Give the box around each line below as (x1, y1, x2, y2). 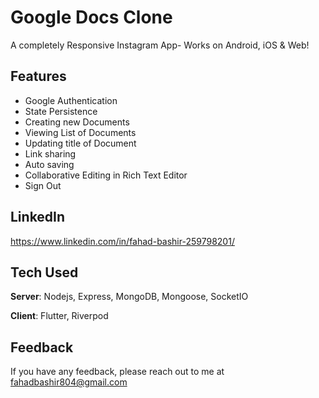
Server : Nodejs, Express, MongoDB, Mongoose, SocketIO (10, 291, 249, 303)
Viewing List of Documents (24, 126, 137, 138)
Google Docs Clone (10, 6, 173, 29)
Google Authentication (24, 94, 118, 106)
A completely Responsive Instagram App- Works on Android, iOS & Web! (10, 39, 310, 51)
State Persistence (24, 105, 98, 117)
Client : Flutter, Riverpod (10, 310, 109, 322)
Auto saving (24, 158, 75, 170)
